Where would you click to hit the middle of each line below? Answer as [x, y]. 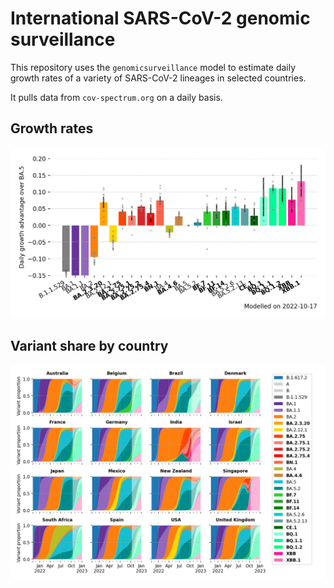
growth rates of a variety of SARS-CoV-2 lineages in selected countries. [158, 78]
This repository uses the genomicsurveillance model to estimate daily [153, 67]
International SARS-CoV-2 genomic [160, 18]
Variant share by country [89, 346]
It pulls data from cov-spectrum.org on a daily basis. [116, 97]
